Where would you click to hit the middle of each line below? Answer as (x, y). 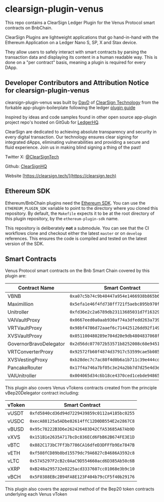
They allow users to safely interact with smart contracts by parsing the (76, 52)
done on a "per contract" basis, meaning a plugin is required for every (75, 62)
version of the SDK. (25, 244)
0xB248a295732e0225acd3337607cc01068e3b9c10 (82, 469)
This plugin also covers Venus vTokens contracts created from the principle (81, 388)
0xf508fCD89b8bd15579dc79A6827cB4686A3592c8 (82, 453)
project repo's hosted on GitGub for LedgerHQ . (52, 122)
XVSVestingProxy (28, 360)
